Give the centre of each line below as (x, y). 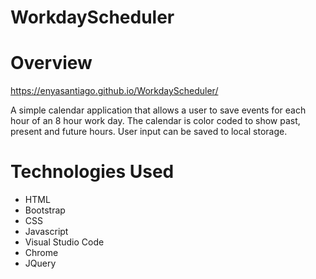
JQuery (40, 263)
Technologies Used (92, 172)
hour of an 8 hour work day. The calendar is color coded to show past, (155, 121)
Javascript (46, 232)
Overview (51, 63)
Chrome (41, 253)
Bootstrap (45, 210)
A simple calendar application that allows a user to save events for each (158, 110)
